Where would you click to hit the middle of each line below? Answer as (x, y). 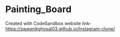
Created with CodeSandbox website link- (49, 23)
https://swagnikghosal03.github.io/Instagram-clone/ (60, 28)
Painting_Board (38, 9)
